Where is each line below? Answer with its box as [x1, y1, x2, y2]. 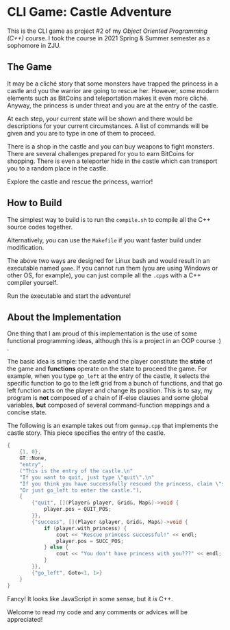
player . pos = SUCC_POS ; [55, 538, 125, 544]
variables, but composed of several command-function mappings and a [7, 401, 210, 409]
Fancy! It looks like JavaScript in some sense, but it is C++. [7, 594, 173, 603]
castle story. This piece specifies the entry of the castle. [7, 429, 166, 437]
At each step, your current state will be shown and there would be [7, 114, 193, 123]
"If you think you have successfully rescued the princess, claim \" [19, 480, 222, 487]
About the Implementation [7, 311, 122, 323]
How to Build [7, 197, 63, 209]
